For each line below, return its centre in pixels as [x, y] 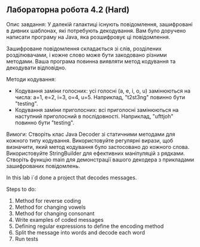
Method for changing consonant [54, 213]
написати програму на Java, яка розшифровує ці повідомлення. [88, 37]
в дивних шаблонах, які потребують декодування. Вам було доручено [96, 31]
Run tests [27, 239]
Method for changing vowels [50, 207]
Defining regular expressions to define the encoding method [89, 226]
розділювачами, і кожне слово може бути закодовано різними [87, 55]
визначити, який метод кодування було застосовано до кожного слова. [98, 147]
